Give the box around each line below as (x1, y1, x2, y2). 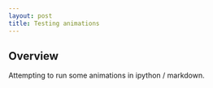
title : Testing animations (8, 19, 100, 27)
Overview (8, 49, 59, 63)
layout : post (8, 11, 53, 20)
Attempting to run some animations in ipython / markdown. (8, 70, 205, 81)
